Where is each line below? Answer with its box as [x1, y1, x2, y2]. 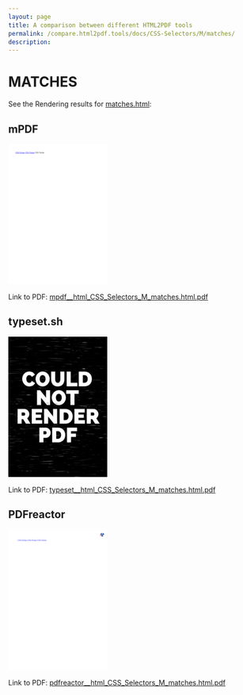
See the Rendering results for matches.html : [8, 99, 152, 109]
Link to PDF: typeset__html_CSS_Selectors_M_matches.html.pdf [8, 485, 216, 494]
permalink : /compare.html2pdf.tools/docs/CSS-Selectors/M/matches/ [8, 29, 236, 37]
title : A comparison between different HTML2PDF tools [8, 21, 193, 29]
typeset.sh [8, 315, 63, 328]
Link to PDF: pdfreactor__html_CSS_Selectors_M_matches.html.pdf [8, 678, 226, 687]
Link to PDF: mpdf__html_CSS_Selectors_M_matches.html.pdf [8, 292, 208, 301]
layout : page [8, 13, 51, 21]
